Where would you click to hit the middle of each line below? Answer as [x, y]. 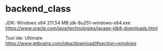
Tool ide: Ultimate [24, 38]
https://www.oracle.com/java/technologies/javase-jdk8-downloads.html [81, 28]
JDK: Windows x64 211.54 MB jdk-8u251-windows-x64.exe [68, 23]
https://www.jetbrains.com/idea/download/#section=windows [71, 43]
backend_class [38, 9]
